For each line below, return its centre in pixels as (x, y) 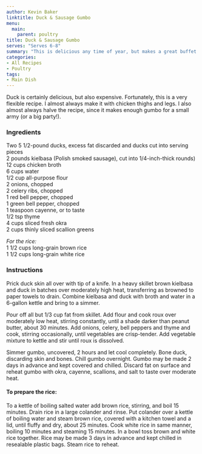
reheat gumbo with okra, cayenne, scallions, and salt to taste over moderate (101, 371)
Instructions (25, 270)
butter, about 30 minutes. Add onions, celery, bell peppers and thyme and (99, 327)
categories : (21, 57)
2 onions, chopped (30, 184)
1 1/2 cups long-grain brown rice (46, 248)
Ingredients (24, 133)
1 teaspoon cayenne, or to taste (45, 210)
